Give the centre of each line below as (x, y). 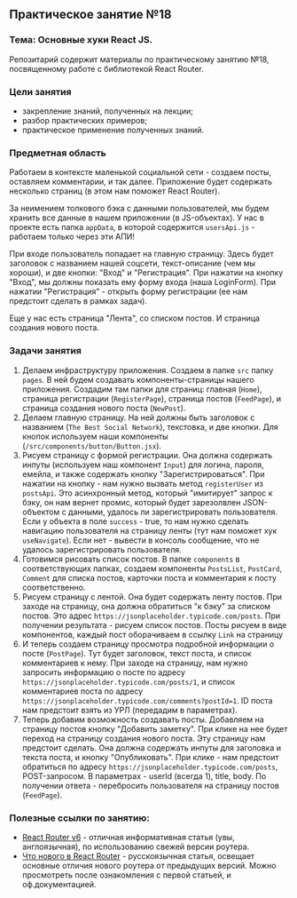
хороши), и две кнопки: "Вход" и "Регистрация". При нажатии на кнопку (146, 273)
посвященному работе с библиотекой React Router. (106, 68)
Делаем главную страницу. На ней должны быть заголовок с (138, 417)
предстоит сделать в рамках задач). (78, 301)
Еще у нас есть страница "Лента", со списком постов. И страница (134, 318)
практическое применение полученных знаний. (113, 130)
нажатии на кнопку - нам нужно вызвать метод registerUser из (142, 483)
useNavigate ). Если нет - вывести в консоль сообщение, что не (141, 540)
